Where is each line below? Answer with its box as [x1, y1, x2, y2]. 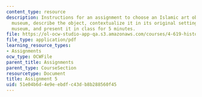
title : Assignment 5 [6, 76, 58, 82]
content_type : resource [6, 8, 66, 15]
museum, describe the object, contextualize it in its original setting [11, 20, 198, 26]
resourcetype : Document [6, 70, 66, 77]
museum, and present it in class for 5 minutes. [11, 25, 136, 32]
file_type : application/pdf [6, 37, 77, 43]
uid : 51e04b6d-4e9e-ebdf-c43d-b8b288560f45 [6, 82, 117, 88]
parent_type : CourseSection [6, 64, 77, 71]
